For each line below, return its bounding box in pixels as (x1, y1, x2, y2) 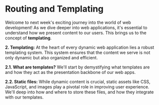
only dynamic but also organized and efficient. (5, 54, 98, 60)
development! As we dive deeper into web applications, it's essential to (5, 24, 147, 30)
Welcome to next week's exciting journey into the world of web (5, 19, 131, 25)
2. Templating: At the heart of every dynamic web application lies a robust (5, 44, 155, 50)
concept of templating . (5, 35, 52, 41)
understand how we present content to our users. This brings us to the (5, 30, 147, 35)
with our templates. (5, 94, 44, 100)
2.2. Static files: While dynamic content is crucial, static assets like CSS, (5, 79, 151, 85)
